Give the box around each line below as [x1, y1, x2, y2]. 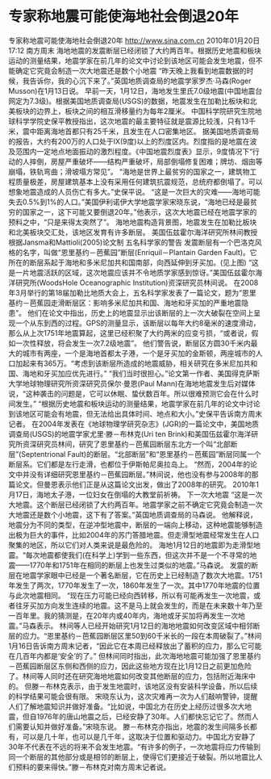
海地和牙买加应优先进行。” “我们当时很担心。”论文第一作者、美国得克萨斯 [22, 368, 261, 378]
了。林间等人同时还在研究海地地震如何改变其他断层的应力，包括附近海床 [8, 671, 248, 681]
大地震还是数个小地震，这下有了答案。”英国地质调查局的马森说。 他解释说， [8, 509, 258, 519]
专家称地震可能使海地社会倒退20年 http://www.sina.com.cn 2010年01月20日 [8, 36, 261, 45]
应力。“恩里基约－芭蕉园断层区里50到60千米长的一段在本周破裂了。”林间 [22, 630, 262, 640]
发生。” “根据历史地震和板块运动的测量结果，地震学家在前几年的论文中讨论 [15, 399, 261, 408]
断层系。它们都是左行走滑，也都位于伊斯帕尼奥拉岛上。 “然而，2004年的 [8, 459, 251, 469]
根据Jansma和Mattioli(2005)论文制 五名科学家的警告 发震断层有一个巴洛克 [8, 237, 256, 247]
